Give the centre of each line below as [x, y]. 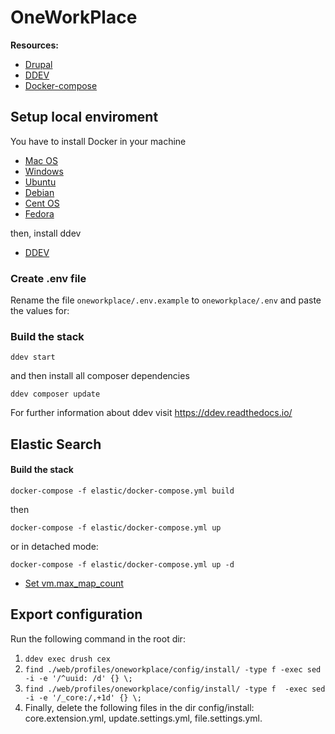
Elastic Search [56, 444]
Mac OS [41, 160]
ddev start [33, 357]
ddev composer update [55, 394]
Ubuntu [40, 182]
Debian [39, 192]
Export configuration [76, 614]
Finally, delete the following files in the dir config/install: [139, 707]
